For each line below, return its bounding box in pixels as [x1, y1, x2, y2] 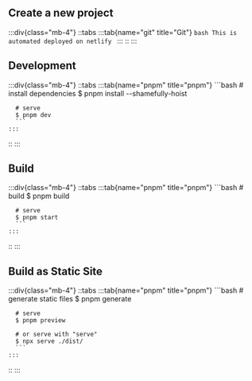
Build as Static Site [8, 264, 103, 278]
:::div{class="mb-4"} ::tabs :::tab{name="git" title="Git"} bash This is [8, 27, 237, 37]
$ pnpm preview [15, 317, 66, 325]
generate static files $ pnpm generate [8, 294, 132, 304]
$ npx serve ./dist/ [15, 337, 83, 345]
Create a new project [8, 6, 114, 20]
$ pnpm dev [15, 111, 52, 119]
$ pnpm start [15, 214, 59, 222]
